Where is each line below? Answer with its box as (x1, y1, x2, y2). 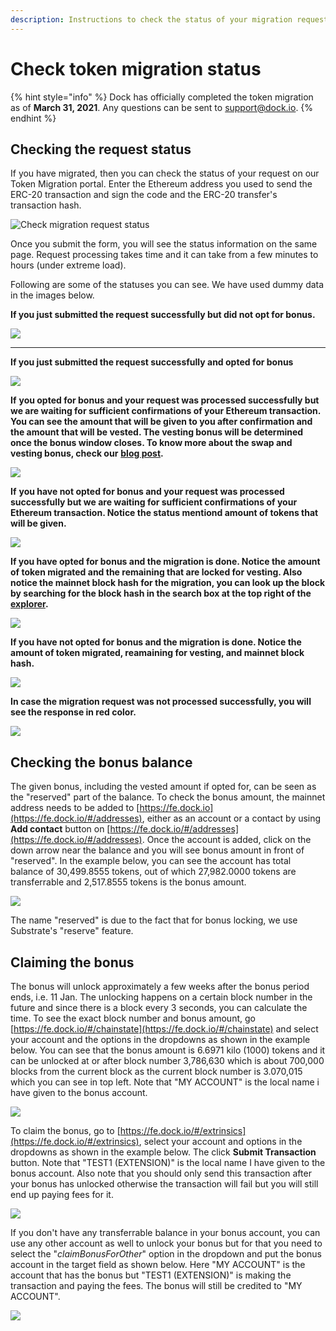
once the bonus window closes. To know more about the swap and (10, 437, 293, 449)
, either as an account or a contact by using (141, 812, 322, 825)
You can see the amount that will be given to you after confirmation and (10, 416, 313, 428)
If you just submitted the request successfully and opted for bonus (10, 356, 294, 368)
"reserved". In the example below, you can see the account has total (10, 855, 292, 867)
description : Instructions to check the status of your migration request (10, 14, 329, 25)
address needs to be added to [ (10, 802, 140, 814)
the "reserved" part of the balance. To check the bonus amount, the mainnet (10, 791, 326, 803)
